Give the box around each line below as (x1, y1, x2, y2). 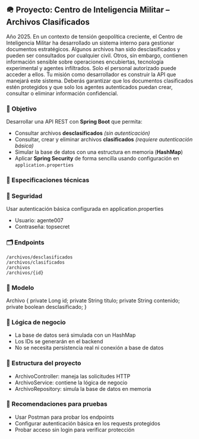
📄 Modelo (6, 283, 34, 292)
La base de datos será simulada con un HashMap (14, 331, 136, 339)
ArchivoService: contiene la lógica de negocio (14, 379, 128, 386)
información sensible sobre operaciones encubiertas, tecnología (6, 58, 164, 65)
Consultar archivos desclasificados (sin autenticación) (14, 130, 150, 137)
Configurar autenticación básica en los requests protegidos (14, 419, 160, 427)
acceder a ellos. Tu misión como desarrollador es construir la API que (6, 71, 176, 78)
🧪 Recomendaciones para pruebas (6, 400, 108, 408)
